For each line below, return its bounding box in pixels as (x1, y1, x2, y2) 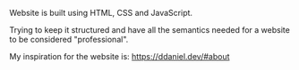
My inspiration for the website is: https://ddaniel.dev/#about (9, 51, 230, 61)
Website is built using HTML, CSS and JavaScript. (9, 8, 193, 18)
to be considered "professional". (9, 35, 129, 44)
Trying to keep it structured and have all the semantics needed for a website (9, 25, 291, 35)
